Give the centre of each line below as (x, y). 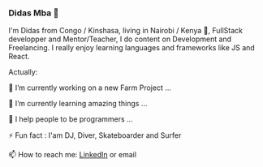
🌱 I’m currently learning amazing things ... (78, 104)
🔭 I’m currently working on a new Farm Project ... (90, 88)
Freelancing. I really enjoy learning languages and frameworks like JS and (132, 48)
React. (19, 57)
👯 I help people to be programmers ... (71, 119)
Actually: (23, 72)
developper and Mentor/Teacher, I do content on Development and (120, 39)
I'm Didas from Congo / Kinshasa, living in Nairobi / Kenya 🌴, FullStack (126, 31)
